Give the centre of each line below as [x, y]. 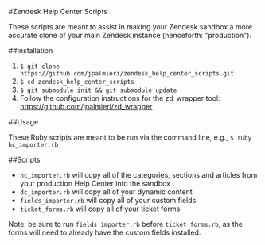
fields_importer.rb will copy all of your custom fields [108, 200]
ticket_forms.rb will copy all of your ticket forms [100, 209]
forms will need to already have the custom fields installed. [105, 232]
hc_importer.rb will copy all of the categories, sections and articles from [138, 175]
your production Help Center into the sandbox [95, 183]
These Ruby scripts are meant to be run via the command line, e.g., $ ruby [130, 137]
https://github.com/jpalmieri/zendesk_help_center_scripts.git [127, 74]
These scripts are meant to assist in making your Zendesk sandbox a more [131, 27]
